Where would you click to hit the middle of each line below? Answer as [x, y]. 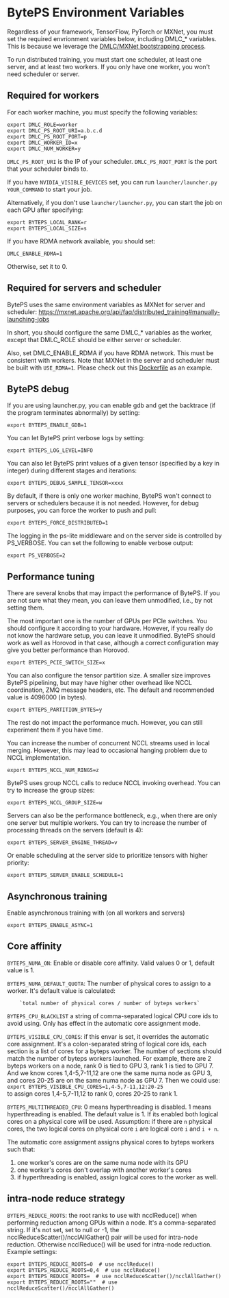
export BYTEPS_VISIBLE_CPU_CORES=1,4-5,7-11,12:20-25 [85, 1087]
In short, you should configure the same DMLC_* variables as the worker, [110, 332]
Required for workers [53, 96]
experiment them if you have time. [55, 730]
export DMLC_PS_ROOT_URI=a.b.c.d [55, 131]
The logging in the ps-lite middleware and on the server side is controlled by [114, 536]
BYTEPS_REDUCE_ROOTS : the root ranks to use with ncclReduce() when [102, 1215]
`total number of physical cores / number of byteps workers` [110, 1003]
